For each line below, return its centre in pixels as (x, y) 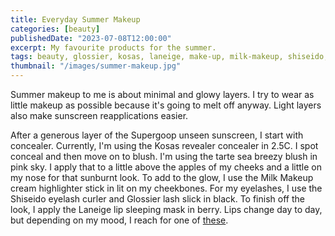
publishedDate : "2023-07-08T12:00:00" (91, 38)
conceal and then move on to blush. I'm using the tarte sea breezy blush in (164, 156)
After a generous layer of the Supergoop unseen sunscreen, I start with (157, 135)
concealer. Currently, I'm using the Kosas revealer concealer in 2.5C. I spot (164, 145)
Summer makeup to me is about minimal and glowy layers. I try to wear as (162, 94)
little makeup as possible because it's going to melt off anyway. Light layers (166, 105)
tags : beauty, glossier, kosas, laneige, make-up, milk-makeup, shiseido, (169, 57)
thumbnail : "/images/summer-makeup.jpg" (96, 66)
